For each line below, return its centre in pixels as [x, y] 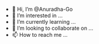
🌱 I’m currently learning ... [44, 22]
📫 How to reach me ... [40, 35]
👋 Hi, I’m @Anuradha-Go [42, 9]
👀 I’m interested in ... [37, 15]
